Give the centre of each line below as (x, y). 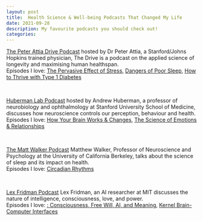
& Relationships (25, 126)
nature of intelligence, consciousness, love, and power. (75, 199)
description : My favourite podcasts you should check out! (82, 29)
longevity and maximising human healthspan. (63, 65)
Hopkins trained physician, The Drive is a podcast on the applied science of (100, 58)
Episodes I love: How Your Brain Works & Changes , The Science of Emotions (101, 120)
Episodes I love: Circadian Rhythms (50, 169)
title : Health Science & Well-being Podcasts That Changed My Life (94, 18)
